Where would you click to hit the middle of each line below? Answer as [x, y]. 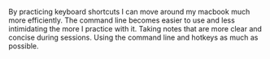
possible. [24, 46]
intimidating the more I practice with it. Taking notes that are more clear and [135, 29]
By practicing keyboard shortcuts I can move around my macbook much [129, 12]
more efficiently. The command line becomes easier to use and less [122, 20]
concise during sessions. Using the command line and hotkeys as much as [133, 37]
